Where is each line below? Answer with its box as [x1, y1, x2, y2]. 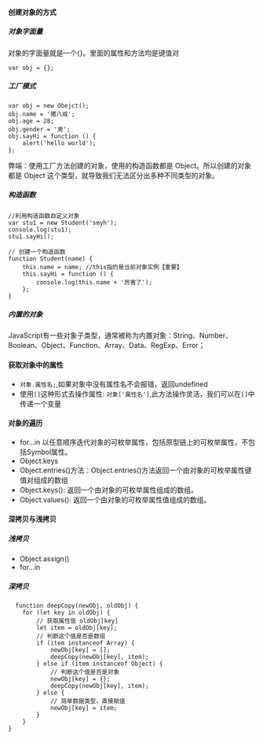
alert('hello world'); [22, 139, 97, 147]
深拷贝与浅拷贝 [8, 514, 57, 524]
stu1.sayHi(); [8, 232, 55, 240]
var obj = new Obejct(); [8, 102, 89, 109]
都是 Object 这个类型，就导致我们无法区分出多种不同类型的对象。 [8, 170, 220, 180]
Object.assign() [19, 554, 70, 564]
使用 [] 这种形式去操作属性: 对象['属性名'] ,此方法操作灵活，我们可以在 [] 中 [19, 389, 255, 398]
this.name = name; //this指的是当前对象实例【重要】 [22, 263, 183, 271]
